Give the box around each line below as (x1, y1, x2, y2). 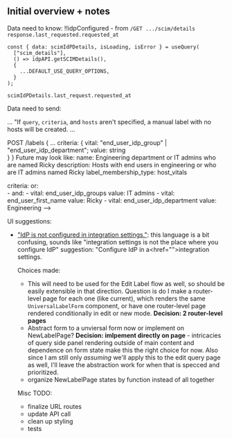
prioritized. (27, 368, 59, 376)
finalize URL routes (27, 402, 82, 410)
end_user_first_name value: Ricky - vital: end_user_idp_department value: (7, 196, 217, 204)
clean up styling (27, 416, 73, 426)
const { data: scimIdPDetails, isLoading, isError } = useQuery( (7, 43, 199, 51)
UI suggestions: (7, 217, 52, 225)
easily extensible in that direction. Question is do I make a (27, 287, 192, 295)
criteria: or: (7, 181, 39, 189)
